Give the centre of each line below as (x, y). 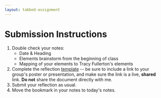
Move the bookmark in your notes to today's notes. (64, 90)
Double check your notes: (38, 48)
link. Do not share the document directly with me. (62, 79)
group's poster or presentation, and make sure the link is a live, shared (84, 74)
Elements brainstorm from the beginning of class (69, 58)
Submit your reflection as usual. (44, 85)
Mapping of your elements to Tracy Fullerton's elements (76, 64)
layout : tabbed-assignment (32, 10)
